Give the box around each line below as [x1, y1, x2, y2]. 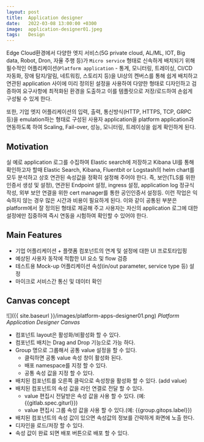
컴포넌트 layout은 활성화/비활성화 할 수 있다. [15, 331, 121, 338]
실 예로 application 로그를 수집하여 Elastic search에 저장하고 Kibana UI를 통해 [6, 158, 194, 166]
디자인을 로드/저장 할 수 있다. [15, 421, 84, 429]
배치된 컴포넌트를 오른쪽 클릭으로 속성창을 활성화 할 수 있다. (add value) [15, 377, 188, 384]
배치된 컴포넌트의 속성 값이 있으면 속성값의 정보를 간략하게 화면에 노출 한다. [15, 414, 195, 421]
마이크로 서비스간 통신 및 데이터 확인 [15, 278, 102, 285]
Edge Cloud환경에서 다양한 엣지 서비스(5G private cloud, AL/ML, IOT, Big [6, 50, 185, 57]
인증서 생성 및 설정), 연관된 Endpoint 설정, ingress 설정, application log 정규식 [6, 181, 194, 188]
